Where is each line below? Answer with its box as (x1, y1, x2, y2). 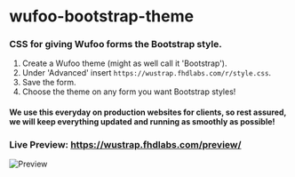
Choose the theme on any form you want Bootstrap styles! (21, 86, 236, 97)
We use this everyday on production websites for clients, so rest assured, (9, 107, 287, 117)
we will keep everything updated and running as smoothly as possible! (9, 117, 275, 127)
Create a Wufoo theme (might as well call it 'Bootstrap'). (21, 58, 227, 68)
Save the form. (21, 77, 77, 88)
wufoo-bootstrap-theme (9, 6, 194, 27)
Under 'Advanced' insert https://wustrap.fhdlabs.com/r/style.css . (21, 68, 272, 78)
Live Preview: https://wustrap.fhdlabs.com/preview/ (9, 139, 242, 150)
